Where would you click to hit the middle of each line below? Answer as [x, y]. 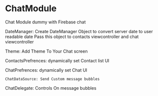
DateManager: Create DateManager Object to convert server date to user [79, 31]
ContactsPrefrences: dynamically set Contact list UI [57, 60]
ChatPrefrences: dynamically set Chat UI [46, 70]
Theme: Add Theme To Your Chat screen [46, 51]
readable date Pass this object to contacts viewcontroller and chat [72, 37]
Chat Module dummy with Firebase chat [45, 22]
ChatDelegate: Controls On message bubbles [51, 88]
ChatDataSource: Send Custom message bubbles [52, 79]
